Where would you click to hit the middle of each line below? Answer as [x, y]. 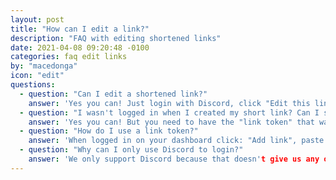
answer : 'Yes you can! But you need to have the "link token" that [171, 122]
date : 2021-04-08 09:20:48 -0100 [80, 47]
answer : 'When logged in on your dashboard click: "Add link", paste [176, 141]
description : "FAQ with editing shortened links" [116, 38]
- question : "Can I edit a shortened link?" [113, 94]
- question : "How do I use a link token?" [109, 131]
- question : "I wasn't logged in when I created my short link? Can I [169, 112]
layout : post [37, 19]
